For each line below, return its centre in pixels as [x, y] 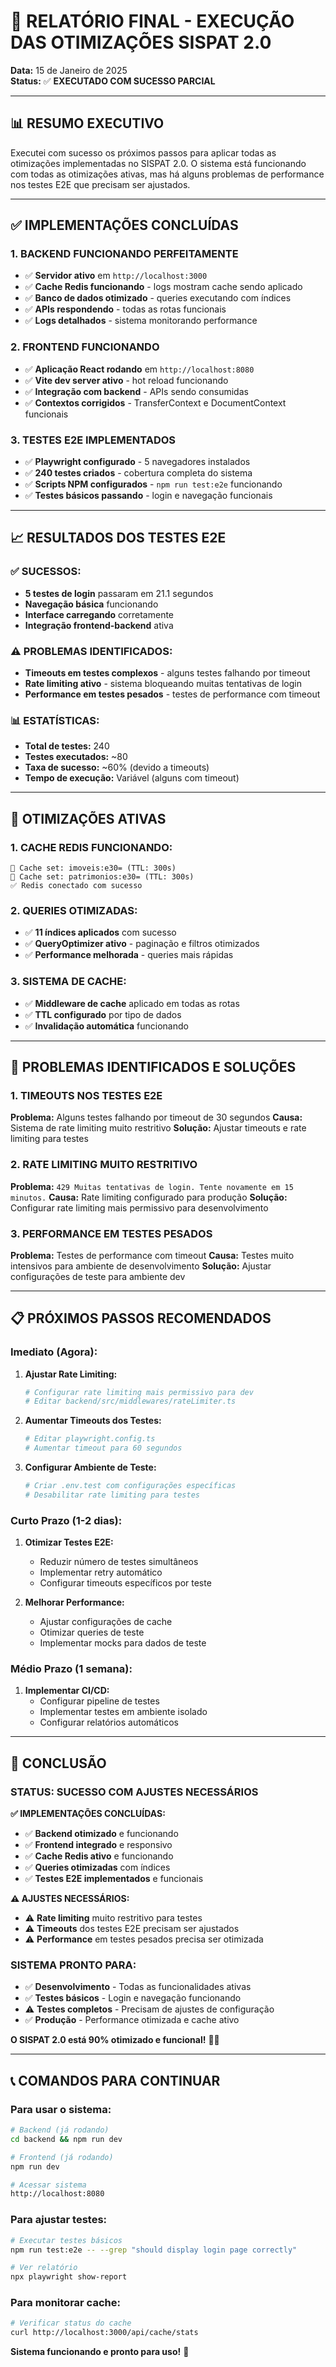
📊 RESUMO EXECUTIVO [87, 123]
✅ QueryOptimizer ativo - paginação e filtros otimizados [142, 944]
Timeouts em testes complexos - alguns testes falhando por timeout [167, 673]
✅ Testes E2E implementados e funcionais [114, 1879]
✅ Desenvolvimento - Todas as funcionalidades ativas [138, 1987]
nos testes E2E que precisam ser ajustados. [100, 184]
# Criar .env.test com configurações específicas [130, 1486]
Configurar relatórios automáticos [109, 1722]
